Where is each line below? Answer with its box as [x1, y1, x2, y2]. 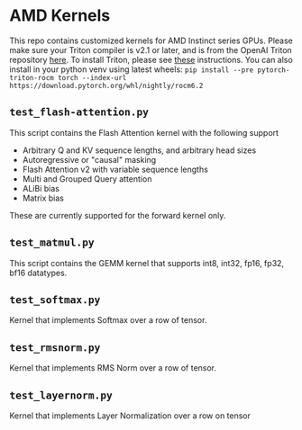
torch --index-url [57, 73, 127, 82]
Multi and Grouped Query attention [22, 173, 152, 184]
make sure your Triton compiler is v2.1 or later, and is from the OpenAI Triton [9, 44, 293, 55]
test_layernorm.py [9, 389, 113, 401]
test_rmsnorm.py [9, 341, 101, 354]
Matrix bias [22, 193, 65, 203]
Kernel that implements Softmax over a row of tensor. [9, 315, 207, 326]
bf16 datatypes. [9, 267, 68, 278]
